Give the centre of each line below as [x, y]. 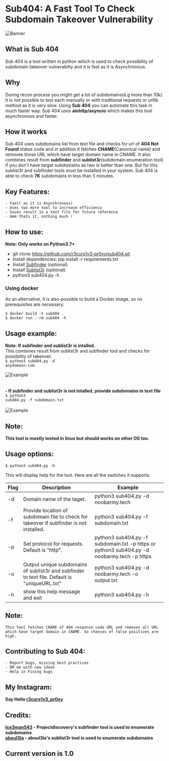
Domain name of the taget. [55, 499]
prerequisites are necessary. [35, 304]
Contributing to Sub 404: [45, 651]
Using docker [22, 288]
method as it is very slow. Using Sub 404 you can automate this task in [79, 105]
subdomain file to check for [56, 517]
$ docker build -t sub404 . [35, 314]
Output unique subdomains [55, 564]
